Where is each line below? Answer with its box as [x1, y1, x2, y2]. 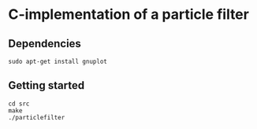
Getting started [8, 79, 85, 92]
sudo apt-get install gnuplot [8, 57, 108, 65]
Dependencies [8, 37, 81, 50]
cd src [8, 100, 30, 108]
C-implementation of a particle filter [8, 6, 250, 24]
